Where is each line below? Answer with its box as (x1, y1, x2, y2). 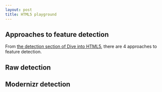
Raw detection (5, 63, 51, 72)
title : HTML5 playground (5, 12, 57, 17)
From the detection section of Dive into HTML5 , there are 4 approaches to (5, 43, 157, 50)
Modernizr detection (5, 80, 71, 89)
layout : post (5, 7, 32, 12)
